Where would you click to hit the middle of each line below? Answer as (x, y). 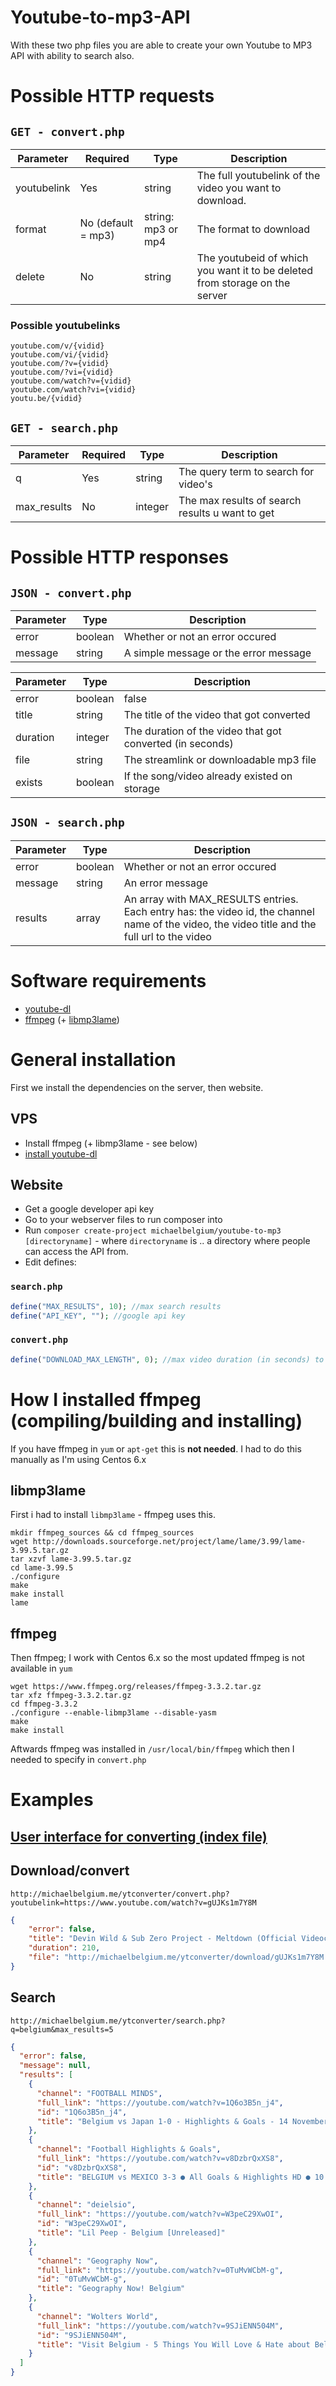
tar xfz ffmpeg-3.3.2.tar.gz (71, 1696)
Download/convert (70, 1871)
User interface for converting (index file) (139, 1836)
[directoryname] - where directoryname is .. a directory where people (167, 1241)
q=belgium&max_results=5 (62, 2029)
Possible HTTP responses (120, 557)
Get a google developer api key (89, 1209)
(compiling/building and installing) (156, 1420)
